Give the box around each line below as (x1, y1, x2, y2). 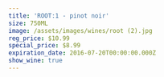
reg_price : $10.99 (8, 34, 70, 43)
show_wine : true (8, 57, 63, 65)
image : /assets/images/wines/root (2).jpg (8, 26, 153, 34)
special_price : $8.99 (8, 42, 81, 50)
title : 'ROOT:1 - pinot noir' (8, 11, 110, 20)
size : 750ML (8, 19, 48, 27)
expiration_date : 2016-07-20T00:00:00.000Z (8, 49, 157, 57)
